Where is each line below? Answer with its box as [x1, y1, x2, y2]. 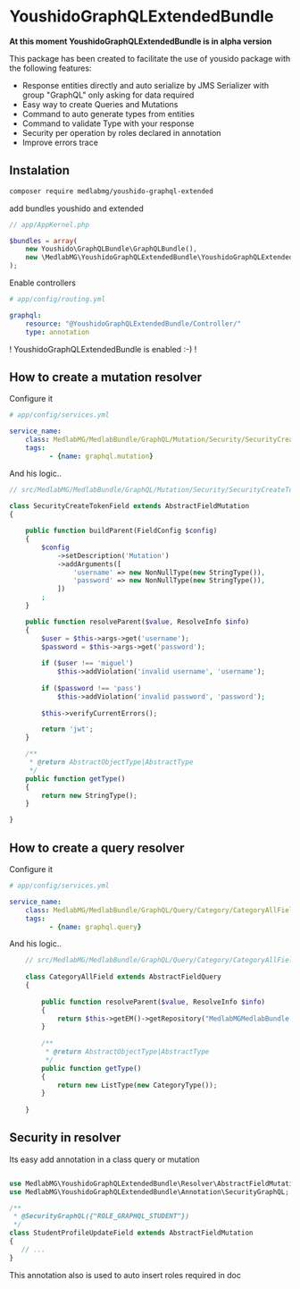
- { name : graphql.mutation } [48, 452, 154, 461]
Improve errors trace [21, 137, 98, 148]
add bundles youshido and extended [9, 203, 145, 214]
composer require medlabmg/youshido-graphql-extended [9, 186, 214, 196]
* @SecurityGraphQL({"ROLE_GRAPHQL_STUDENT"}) [12, 1212, 190, 1221]
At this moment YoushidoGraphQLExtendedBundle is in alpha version [9, 36, 272, 47]
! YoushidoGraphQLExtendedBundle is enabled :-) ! [9, 343, 197, 354]
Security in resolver [9, 1130, 121, 1146]
